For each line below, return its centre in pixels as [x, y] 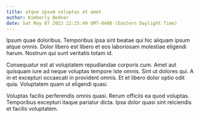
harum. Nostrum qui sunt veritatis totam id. [60, 53]
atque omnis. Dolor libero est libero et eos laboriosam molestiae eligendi [96, 47]
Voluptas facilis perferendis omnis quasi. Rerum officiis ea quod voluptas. [98, 96]
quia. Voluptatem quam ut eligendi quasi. [57, 84]
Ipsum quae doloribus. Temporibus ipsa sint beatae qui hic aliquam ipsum [98, 41]
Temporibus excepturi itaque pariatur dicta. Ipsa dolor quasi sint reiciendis [99, 102]
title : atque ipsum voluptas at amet [54, 12]
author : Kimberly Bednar [38, 18]
